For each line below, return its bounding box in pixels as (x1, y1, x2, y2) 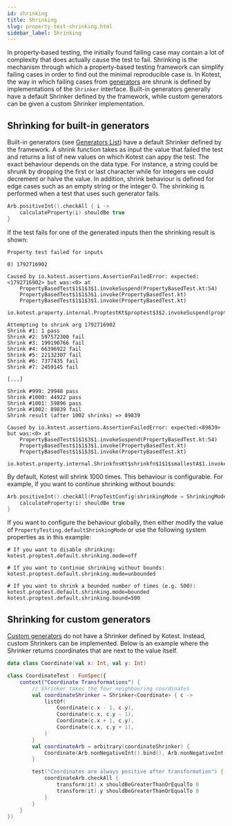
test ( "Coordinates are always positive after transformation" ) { (32, 768, 224, 776)
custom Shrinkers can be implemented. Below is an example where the (7, 640, 209, 648)
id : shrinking (7, 10, 48, 17)
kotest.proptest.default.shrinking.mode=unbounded (7, 570, 156, 577)
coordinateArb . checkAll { (43, 775, 119, 782)
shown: (7, 236, 28, 244)
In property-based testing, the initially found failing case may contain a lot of (7, 48, 224, 57)
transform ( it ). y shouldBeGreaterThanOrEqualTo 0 (56, 787, 199, 794)
